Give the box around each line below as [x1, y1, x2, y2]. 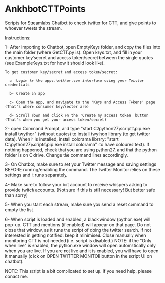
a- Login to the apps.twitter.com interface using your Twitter [9, 78, 144, 83]
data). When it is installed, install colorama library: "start [5, 136, 119, 142]
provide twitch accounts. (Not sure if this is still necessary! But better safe [5, 187, 155, 193]
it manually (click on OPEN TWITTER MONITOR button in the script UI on [5, 253, 152, 259]
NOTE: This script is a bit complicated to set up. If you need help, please [5, 268, 152, 274]
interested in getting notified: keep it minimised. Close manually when [5, 232, 146, 238]
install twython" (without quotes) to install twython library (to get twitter [5, 131, 150, 137]
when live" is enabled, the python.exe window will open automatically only [5, 243, 156, 248]
